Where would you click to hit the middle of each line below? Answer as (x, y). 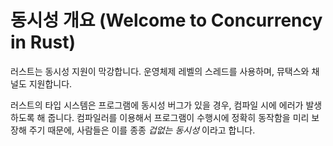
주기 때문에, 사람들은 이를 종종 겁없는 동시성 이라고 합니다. (142, 130)
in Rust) (43, 42)
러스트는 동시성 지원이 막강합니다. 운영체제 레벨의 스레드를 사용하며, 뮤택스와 (160, 71)
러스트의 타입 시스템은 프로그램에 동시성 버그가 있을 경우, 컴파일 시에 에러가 (157, 105)
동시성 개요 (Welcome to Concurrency (166, 20)
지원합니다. (50, 83)
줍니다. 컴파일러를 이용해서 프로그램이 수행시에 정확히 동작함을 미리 (178, 117)
